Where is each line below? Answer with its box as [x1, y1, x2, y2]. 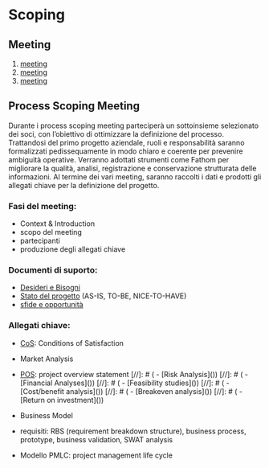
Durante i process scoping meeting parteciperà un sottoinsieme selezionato [8, 121, 259, 130]
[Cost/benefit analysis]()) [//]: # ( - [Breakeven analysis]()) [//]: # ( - [19, 386, 243, 396]
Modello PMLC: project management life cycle [19, 450, 173, 460]
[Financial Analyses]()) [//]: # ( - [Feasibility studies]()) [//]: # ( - [19, 378, 230, 388]
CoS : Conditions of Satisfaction [19, 338, 124, 347]
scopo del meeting [19, 228, 82, 237]
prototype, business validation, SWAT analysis [19, 434, 173, 444]
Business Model [19, 410, 74, 420]
